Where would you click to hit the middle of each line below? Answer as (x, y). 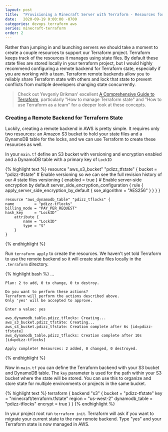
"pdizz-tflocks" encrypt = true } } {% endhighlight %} (60, 404)
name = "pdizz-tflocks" (39, 204)
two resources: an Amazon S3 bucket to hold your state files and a (74, 134)
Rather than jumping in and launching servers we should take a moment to (82, 47)
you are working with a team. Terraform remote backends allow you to (77, 74)
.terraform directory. (27, 264)
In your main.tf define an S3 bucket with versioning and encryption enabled (83, 154)
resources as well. (24, 144)
